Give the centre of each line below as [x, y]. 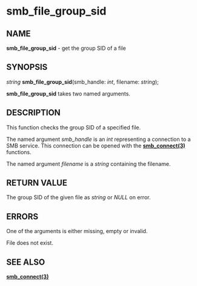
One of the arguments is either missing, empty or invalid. [77, 231]
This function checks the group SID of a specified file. [74, 127]
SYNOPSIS [27, 67]
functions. [19, 152]
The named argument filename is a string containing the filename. [88, 164]
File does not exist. [30, 243]
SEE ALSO [26, 262]
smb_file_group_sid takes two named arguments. [68, 94]
